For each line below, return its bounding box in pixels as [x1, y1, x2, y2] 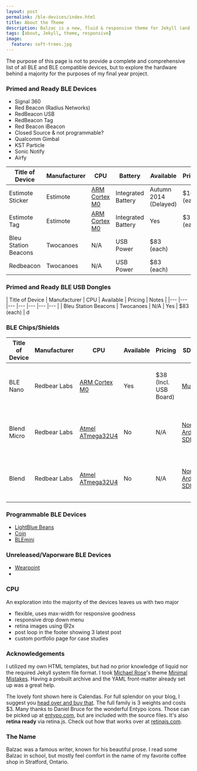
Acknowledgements [6, 649, 65, 658]
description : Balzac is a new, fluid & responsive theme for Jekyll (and [6, 25, 191, 31]
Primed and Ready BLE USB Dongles [6, 283, 111, 291]
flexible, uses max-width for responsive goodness [14, 609, 136, 617]
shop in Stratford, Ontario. [6, 759, 69, 766]
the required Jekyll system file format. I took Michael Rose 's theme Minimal [6, 669, 188, 676]
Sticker [9, 196, 29, 205]
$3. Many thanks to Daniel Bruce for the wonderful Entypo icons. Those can [6, 705, 189, 712]
